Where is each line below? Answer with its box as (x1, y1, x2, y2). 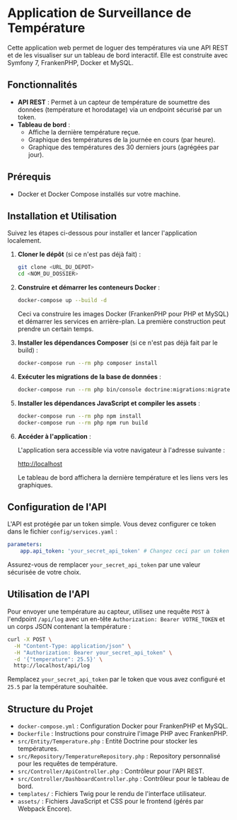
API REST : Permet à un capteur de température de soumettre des (17, 98, 210, 106)
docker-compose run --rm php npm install (17, 412, 142, 420)
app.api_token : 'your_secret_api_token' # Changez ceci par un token (20, 548, 230, 555)
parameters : (7, 541, 42, 548)
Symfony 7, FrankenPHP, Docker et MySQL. (7, 58, 134, 67)
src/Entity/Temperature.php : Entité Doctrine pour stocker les (17, 737, 198, 746)
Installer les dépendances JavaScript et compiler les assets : (17, 398, 200, 408)
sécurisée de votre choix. (7, 568, 81, 577)
